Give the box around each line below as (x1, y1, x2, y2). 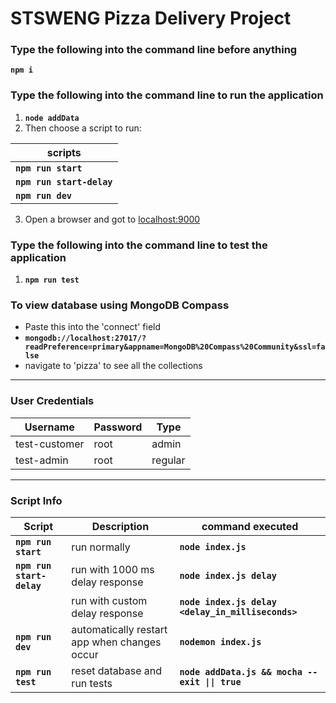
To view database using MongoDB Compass (10, 298, 230, 312)
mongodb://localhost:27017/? (24, 333, 147, 344)
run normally (71, 540, 131, 554)
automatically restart (71, 622, 168, 636)
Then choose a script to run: (24, 122, 142, 134)
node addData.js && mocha (179, 666, 303, 677)
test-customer (15, 437, 85, 451)
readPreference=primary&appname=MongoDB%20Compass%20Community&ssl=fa (24, 342, 326, 352)
